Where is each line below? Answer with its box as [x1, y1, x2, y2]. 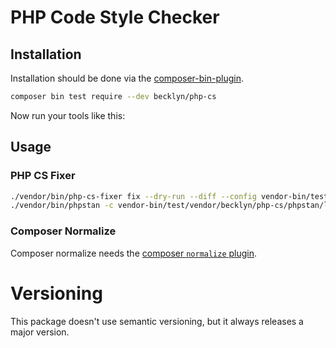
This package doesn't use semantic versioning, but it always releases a [10, 315, 304, 327]
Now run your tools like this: [10, 109, 126, 121]
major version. [10, 326, 70, 338]
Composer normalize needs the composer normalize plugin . [10, 247, 258, 259]
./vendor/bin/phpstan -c [10, 201, 114, 211]
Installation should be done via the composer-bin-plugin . [10, 72, 244, 84]
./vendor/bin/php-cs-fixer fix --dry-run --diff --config [10, 191, 257, 201]
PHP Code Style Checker [10, 6, 220, 29]
